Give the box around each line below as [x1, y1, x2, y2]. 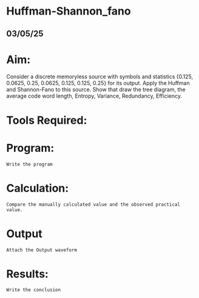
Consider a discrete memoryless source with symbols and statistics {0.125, [6, 73, 193, 80]
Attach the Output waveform [6, 247, 78, 253]
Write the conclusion [6, 287, 61, 293]
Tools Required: [6, 113, 87, 127]
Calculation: [6, 181, 69, 195]
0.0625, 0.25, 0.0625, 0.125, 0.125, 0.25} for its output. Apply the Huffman [6, 79, 190, 86]
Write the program [6, 161, 53, 168]
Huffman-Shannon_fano [6, 4, 132, 18]
